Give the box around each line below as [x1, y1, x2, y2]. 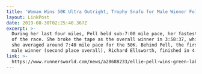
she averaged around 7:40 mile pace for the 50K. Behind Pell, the [11, 42, 185, 48]
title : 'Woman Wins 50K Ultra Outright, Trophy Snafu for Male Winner [6, 8, 187, 15]
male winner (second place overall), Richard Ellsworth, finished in [11, 48, 189, 54]
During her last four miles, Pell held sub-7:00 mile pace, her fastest [11, 31, 198, 37]
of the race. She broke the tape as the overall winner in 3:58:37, [11, 36, 187, 42]
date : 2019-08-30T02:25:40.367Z [6, 20, 87, 26]
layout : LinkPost [6, 14, 50, 20]
